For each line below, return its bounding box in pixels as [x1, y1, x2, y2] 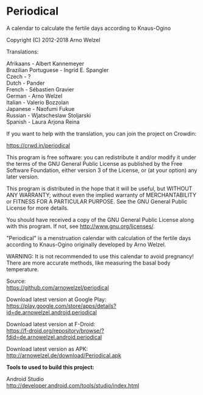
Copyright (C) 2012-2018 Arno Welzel [6, 36, 101, 43]
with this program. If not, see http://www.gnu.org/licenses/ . [6, 222, 155, 230]
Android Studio [6, 375, 45, 382]
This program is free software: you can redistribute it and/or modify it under [6, 154, 196, 161]
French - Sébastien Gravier [6, 85, 74, 93]
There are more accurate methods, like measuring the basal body [6, 259, 171, 266]
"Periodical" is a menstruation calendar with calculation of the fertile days [6, 234, 191, 241]
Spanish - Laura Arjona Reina [6, 118, 80, 126]
